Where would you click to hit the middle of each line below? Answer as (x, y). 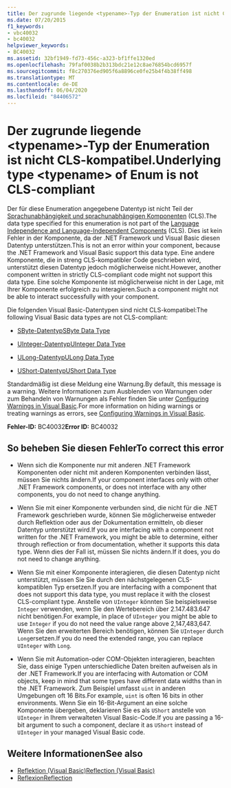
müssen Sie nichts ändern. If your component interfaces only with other (118, 479)
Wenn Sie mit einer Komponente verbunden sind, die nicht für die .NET (117, 507)
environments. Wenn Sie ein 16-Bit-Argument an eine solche (102, 703)
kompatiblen (35, 587)
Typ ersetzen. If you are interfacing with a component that (135, 587)
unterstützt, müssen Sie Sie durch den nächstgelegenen (97, 579)
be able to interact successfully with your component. (84, 296)
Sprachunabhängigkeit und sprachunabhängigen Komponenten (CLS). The (112, 216)
